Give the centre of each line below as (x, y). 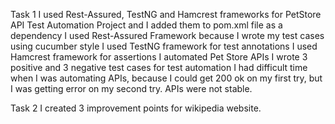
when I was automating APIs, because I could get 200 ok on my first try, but (166, 78)
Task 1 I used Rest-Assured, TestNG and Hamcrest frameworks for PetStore (166, 14)
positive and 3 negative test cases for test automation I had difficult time (159, 67)
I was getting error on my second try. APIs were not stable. (131, 88)
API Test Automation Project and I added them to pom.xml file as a (146, 25)
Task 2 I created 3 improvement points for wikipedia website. (136, 108)
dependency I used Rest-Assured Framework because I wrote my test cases (167, 35)
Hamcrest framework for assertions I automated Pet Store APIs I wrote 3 (159, 57)
